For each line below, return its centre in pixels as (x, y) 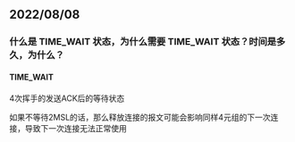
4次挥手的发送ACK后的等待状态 (67, 98)
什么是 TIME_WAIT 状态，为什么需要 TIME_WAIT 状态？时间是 (143, 42)
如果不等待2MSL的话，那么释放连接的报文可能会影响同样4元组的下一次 (140, 117)
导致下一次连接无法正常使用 (76, 128)
